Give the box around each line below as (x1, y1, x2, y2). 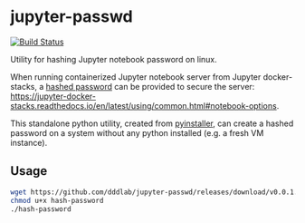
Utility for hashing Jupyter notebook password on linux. (10, 53, 218, 64)
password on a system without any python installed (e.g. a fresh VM (10, 127, 264, 138)
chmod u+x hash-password (10, 196, 104, 205)
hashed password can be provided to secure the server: (45, 81, 255, 92)
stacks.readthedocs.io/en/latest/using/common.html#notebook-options (10, 100, 277, 111)
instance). (10, 137, 48, 148)
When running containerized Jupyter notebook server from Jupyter (10, 71, 262, 82)
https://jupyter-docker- (10, 91, 96, 102)
